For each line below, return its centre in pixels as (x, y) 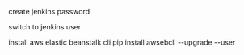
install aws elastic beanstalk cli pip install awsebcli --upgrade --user (122, 42)
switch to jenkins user (45, 27)
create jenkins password (49, 12)
